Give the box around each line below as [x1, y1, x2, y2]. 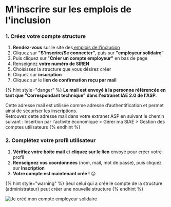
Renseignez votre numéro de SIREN [12, 60, 90, 67]
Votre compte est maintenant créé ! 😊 [12, 170, 96, 176]
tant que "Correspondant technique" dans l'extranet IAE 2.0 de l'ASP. [5, 92, 157, 98]
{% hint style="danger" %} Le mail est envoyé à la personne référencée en [5, 87, 166, 93]
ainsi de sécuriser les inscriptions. [5, 108, 78, 114]
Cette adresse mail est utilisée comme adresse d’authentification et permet [5, 102, 164, 109]
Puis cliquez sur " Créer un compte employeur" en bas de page [12, 55, 148, 61]
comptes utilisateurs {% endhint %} [5, 124, 81, 130]
